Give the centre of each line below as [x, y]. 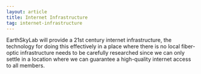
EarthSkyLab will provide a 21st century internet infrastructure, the [89, 40]
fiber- [188, 46]
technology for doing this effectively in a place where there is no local [93, 46]
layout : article [27, 12]
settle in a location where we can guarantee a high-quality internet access [99, 59]
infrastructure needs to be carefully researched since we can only [103, 53]
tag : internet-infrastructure [44, 23]
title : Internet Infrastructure [47, 17]
